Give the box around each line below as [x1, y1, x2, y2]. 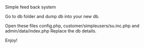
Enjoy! [5, 37, 18, 43]
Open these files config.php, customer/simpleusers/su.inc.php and [5, 23, 140, 29]
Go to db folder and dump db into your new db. [5, 14, 100, 19]
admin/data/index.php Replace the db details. [5, 28, 97, 33]
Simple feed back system [5, 4, 56, 10]
